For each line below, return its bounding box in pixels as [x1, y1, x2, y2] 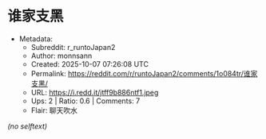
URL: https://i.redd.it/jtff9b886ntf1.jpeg [30, 87, 159, 97]
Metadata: [18, 33, 54, 44]
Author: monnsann [30, 51, 93, 60]
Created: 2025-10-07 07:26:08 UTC [30, 59, 149, 68]
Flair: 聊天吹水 [30, 105, 77, 115]
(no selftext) [7, 121, 48, 131]
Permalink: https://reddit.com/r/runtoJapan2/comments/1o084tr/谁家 [30, 68, 258, 78]
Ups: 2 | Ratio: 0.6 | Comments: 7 [30, 96, 141, 106]
